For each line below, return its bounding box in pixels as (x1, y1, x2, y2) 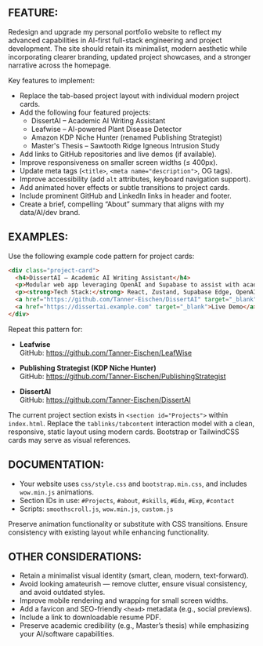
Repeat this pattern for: (8, 324, 83, 334)
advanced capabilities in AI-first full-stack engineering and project (8, 35, 222, 45)
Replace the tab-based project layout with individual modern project (19, 90, 240, 100)
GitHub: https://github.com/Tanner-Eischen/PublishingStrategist (19, 371, 226, 381)
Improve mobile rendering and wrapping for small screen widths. (19, 596, 229, 605)
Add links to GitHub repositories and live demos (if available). (19, 149, 217, 159)
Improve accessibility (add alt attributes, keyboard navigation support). (19, 174, 251, 184)
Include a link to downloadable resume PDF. (19, 612, 162, 622)
